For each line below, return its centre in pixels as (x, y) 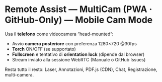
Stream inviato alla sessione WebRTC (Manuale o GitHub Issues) (79, 59)
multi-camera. (19, 74)
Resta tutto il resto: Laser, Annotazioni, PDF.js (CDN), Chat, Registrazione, (81, 69)
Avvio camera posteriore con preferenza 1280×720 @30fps (74, 43)
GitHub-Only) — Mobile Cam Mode (79, 20)
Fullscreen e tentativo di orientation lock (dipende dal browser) (78, 54)
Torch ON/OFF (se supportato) (44, 49)
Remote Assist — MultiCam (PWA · (78, 9)
